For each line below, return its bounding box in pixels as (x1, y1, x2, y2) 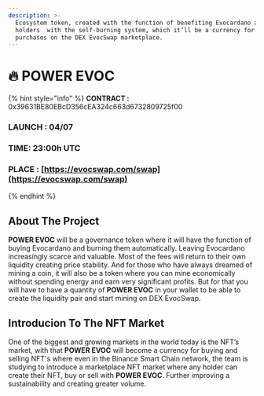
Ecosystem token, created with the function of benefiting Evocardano (15, 19, 251, 27)
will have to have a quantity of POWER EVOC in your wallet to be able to (8, 285, 241, 295)
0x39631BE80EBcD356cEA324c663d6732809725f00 (8, 102, 183, 112)
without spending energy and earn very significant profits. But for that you (8, 277, 249, 287)
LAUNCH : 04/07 (8, 122, 73, 133)
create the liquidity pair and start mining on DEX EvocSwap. (8, 294, 202, 303)
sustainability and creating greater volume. (8, 379, 147, 388)
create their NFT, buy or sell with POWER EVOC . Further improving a (8, 370, 230, 379)
